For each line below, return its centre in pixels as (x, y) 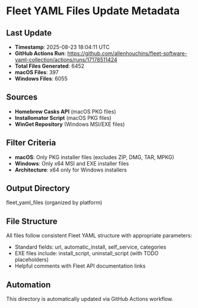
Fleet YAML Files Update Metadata (93, 11)
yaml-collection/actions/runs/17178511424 (66, 60)
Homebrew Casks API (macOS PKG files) (66, 112)
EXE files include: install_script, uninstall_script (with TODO (87, 253)
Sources (22, 97)
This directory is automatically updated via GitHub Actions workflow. (90, 299)
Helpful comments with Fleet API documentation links (80, 266)
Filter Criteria (31, 143)
